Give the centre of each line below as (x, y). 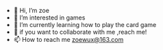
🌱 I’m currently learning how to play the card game (85, 25)
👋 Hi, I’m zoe (32, 10)
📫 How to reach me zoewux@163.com (68, 40)
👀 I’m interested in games (49, 18)
